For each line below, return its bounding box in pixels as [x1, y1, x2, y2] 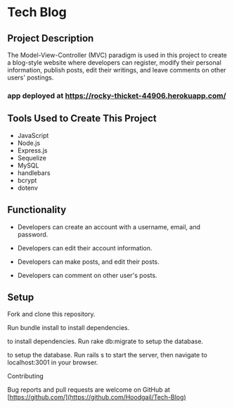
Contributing [7, 372, 44, 381]
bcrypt [17, 176, 37, 184]
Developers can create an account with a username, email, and [17, 222, 201, 231]
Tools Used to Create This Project [7, 113, 157, 125]
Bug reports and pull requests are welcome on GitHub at [7, 385, 171, 394]
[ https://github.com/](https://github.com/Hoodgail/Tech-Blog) [7, 393, 186, 402]
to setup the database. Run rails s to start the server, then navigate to [7, 351, 207, 359]
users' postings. [7, 73, 54, 82]
